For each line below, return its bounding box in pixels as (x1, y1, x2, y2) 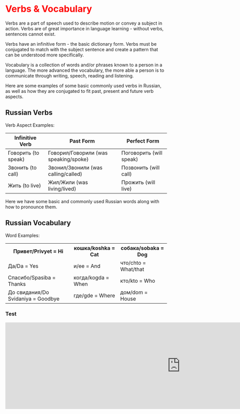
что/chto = (120, 259, 146, 266)
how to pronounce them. (5, 204, 57, 210)
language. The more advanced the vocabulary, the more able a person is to (5, 67, 165, 73)
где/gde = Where (73, 292, 115, 299)
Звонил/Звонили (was (48, 164, 103, 171)
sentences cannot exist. (5, 31, 56, 37)
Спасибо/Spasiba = (8, 274, 56, 281)
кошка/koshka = (73, 244, 115, 251)
